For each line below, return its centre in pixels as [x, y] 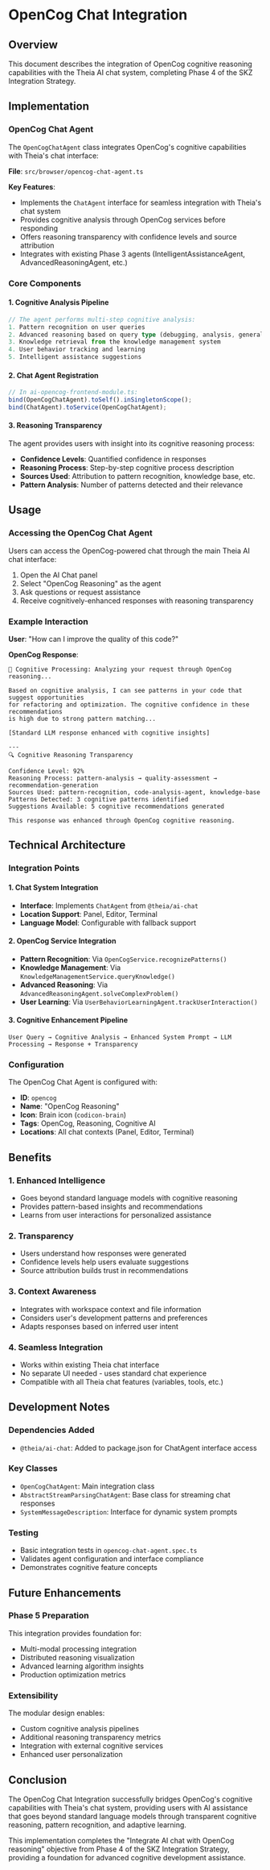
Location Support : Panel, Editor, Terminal [89, 914]
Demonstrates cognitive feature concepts [89, 1568]
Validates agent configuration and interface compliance [112, 1559]
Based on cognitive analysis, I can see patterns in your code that [125, 691]
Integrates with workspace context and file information [110, 1309]
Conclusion [38, 1780]
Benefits [30, 1158]
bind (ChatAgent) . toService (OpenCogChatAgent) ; [88, 408]
